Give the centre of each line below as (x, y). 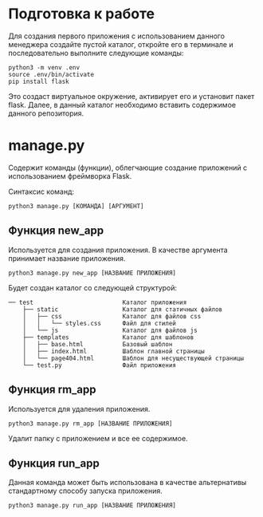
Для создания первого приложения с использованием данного (117, 36)
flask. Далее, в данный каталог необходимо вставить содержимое (122, 105)
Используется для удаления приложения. (79, 408)
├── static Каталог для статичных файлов (123, 309)
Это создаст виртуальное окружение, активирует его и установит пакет (131, 96)
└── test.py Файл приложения (100, 365)
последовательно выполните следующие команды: (96, 53)
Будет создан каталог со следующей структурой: (93, 287)
